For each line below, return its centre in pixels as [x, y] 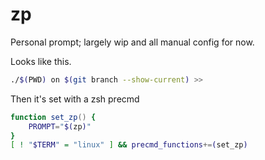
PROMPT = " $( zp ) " [60, 126]
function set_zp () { [53, 117]
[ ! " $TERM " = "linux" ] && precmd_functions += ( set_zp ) [129, 145]
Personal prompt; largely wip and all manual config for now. [132, 42]
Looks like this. [41, 61]
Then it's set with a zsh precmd [75, 99]
